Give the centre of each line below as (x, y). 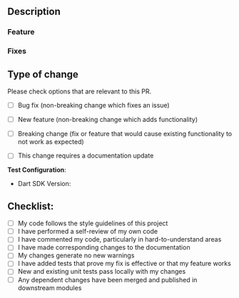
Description (34, 12)
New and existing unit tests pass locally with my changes (102, 272)
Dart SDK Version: (44, 184)
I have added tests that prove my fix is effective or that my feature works (124, 264)
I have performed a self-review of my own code (88, 232)
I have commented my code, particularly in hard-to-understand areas (119, 240)
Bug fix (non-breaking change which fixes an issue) (93, 106)
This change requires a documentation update (86, 155)
